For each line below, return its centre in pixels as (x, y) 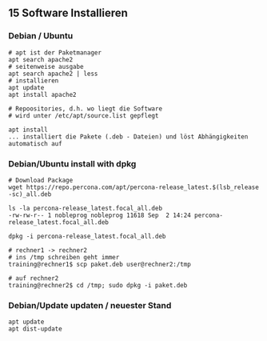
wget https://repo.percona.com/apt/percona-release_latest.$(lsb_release (134, 187)
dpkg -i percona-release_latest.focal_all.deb (87, 236)
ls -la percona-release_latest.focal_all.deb (85, 208)
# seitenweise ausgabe (46, 66)
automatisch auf (35, 143)
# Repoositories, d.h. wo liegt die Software (85, 108)
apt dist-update (35, 329)
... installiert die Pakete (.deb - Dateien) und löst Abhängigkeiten (128, 136)
